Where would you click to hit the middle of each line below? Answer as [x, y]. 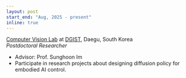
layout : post [22, 12]
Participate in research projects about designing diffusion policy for [97, 63]
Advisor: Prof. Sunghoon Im [48, 57]
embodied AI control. [40, 70]
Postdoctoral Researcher [37, 45]
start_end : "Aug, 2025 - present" [49, 17]
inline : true [22, 22]
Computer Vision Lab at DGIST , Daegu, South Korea [70, 40]
